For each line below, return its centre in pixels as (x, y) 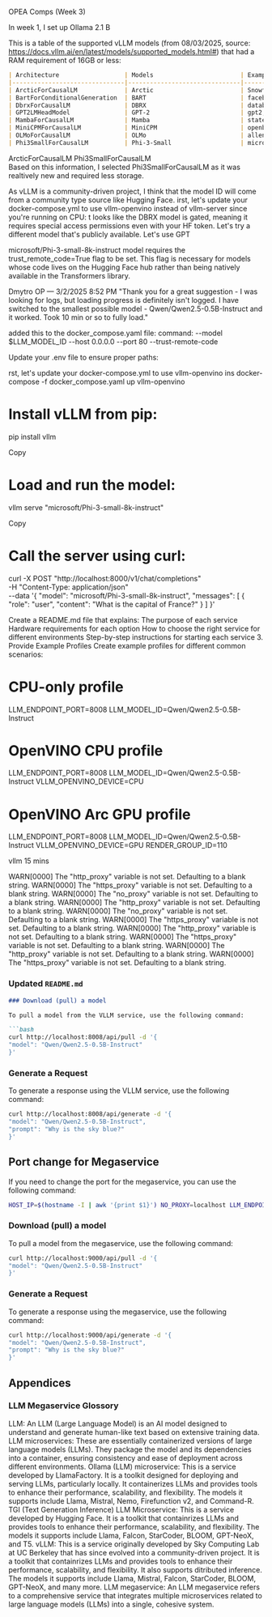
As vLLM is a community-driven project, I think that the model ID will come (132, 191)
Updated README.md (46, 984)
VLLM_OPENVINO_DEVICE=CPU (90, 781)
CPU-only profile (66, 687)
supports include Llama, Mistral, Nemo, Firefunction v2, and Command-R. (132, 1500)
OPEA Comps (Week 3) (47, 12)
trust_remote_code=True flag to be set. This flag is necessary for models (130, 258)
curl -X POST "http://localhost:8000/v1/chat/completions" (105, 578)
